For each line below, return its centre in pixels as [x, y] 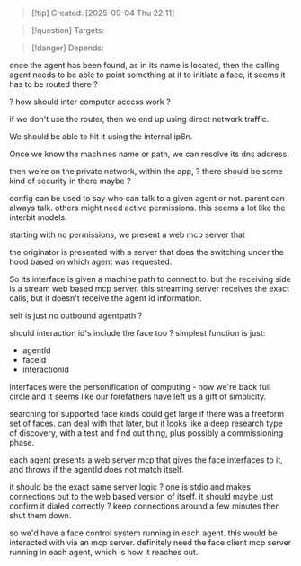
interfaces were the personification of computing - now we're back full [140, 387]
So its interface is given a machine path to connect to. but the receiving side [150, 279]
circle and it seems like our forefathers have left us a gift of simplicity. [138, 396]
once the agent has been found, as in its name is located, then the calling [145, 65]
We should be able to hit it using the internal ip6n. [101, 137]
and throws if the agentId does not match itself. [97, 469]
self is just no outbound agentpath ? [76, 315]
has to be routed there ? [54, 84]
